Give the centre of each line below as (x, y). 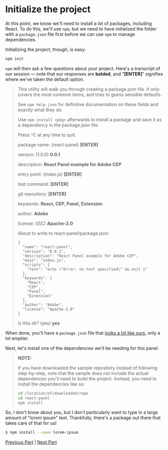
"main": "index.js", (44, 260)
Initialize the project (48, 9)
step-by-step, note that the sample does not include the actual (83, 373)
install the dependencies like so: (51, 384)
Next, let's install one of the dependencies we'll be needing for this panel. (82, 348)
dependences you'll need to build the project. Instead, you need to (87, 378)
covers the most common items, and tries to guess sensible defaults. (90, 94)
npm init (14, 59)
